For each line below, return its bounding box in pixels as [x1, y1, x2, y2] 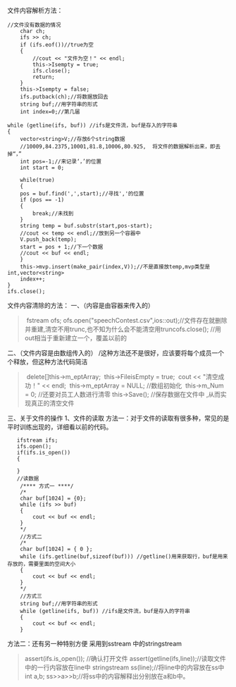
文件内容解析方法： [7, 6, 63, 14]
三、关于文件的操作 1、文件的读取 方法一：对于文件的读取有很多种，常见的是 [7, 414, 230, 422]
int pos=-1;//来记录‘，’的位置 [20, 158, 102, 165]
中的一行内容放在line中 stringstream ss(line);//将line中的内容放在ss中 [24, 663, 225, 671]
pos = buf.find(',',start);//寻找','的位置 [20, 190, 144, 197]
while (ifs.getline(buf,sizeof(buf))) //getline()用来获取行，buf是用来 [20, 553, 228, 560]
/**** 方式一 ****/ [20, 483, 74, 490]
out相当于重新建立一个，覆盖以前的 [24, 334, 128, 342]
